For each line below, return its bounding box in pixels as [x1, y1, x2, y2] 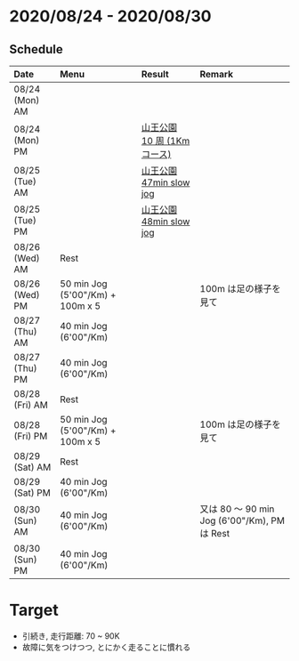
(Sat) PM [13, 487, 51, 499]
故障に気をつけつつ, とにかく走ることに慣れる [21, 641, 191, 652]
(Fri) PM [13, 430, 48, 442]
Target [9, 601, 60, 620]
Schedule [9, 42, 64, 57]
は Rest [199, 528, 230, 539]
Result [141, 69, 169, 80]
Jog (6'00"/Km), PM [199, 514, 286, 527]
